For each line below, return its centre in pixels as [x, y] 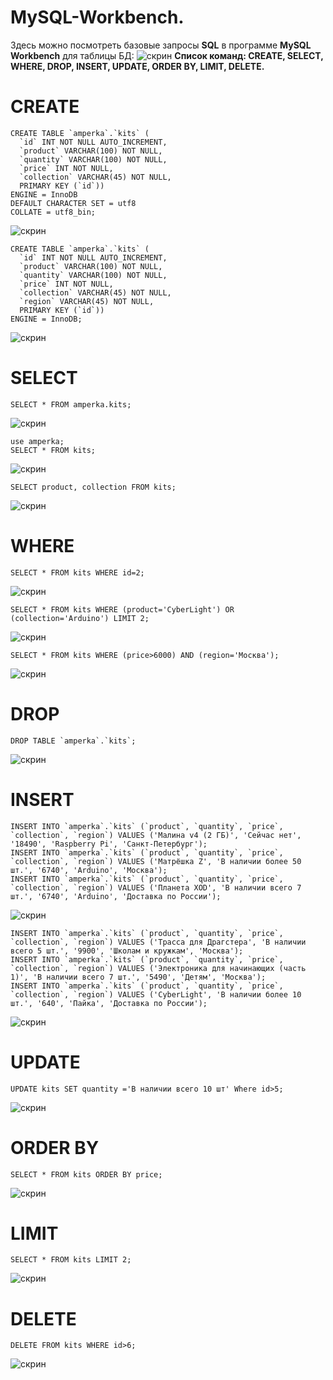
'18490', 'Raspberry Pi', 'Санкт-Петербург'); [109, 844]
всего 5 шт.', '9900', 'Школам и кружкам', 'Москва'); [127, 951]
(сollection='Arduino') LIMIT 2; [80, 618]
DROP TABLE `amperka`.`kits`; [73, 741]
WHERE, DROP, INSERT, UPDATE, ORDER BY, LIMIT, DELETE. [137, 66]
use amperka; [37, 441]
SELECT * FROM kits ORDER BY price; [86, 1174]
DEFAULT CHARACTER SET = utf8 [73, 203]
